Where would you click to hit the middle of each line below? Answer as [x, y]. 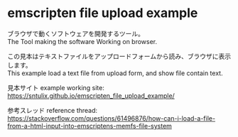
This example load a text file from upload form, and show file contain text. [115, 73]
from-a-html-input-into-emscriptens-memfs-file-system [90, 126]
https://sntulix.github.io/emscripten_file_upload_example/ [91, 95]
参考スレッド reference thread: [53, 110]
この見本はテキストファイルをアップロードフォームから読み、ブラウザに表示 [119, 56]
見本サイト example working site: [56, 87]
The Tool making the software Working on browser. [82, 41]
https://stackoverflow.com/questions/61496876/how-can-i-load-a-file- [111, 118]
